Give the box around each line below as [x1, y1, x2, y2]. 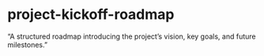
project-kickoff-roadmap [7, 6, 175, 24]
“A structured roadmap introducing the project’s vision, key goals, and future [7, 32, 256, 41]
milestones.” [7, 39, 48, 49]
